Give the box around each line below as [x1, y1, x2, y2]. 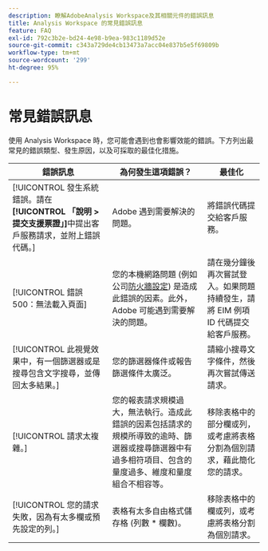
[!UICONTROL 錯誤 [12, 287, 84, 298]
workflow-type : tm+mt [8, 49, 81, 57]
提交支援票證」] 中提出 [12, 217, 92, 228]
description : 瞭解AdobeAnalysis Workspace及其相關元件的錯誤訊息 [8, 11, 215, 20]
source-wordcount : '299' [8, 57, 91, 65]
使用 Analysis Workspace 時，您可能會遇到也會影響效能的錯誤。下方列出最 [8, 135, 254, 145]
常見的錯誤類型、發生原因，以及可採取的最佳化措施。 [8, 145, 183, 155]
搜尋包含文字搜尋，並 [12, 367, 93, 379]
